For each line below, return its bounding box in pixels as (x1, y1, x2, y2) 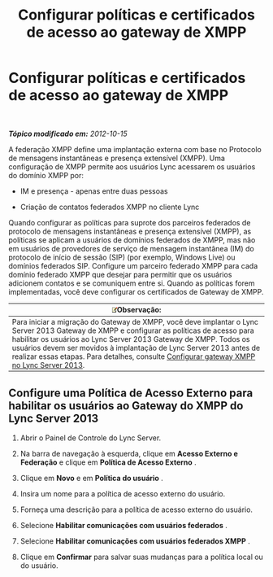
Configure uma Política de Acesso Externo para (8, 386, 253, 400)
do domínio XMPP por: (8, 170, 84, 180)
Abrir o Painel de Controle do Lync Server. (19, 433, 162, 443)
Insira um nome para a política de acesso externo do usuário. (19, 489, 226, 498)
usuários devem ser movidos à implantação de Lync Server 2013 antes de (11, 343, 261, 352)
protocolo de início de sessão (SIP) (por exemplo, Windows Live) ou (8, 252, 236, 262)
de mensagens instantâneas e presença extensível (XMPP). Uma (8, 153, 226, 163)
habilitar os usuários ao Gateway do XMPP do (8, 399, 244, 413)
